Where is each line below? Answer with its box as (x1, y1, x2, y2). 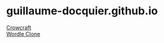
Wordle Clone (6, 30, 41, 37)
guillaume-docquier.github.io (6, 4, 158, 18)
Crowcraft (6, 24, 32, 31)
